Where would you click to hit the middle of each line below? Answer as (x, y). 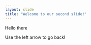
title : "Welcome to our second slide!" (46, 14)
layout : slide (20, 9)
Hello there (16, 28)
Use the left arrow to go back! (35, 37)
